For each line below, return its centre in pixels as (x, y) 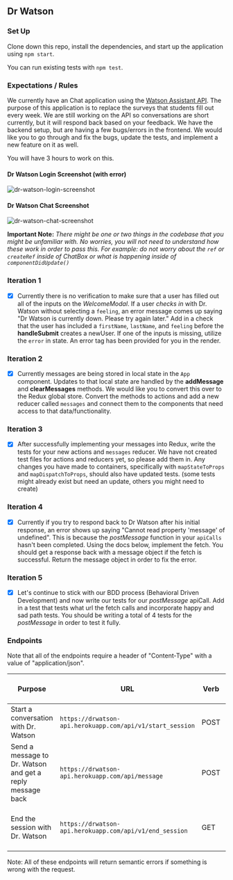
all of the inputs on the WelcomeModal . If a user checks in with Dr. (112, 303)
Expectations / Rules (43, 85)
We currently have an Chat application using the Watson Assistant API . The (114, 100)
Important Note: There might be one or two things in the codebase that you (115, 234)
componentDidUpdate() (38, 263)
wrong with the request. (41, 870)
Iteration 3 (25, 429)
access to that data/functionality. (64, 411)
